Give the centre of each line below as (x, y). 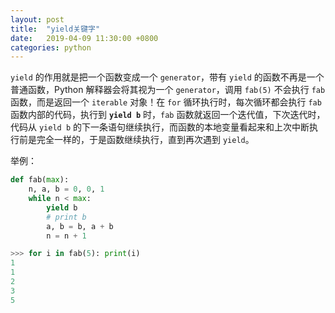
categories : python (51, 47)
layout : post (37, 19)
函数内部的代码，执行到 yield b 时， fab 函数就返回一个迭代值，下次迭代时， (168, 115)
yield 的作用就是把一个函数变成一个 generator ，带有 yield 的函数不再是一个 (167, 77)
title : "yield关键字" (55, 29)
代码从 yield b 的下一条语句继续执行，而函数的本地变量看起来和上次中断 (160, 127)
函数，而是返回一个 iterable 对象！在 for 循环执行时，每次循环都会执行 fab (166, 102)
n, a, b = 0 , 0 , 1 (66, 189)
